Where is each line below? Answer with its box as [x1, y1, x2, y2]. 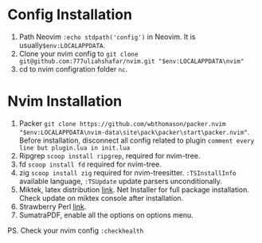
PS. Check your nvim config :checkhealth [7, 225, 144, 235]
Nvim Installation [7, 92, 123, 111]
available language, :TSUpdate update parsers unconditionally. [18, 176, 222, 186]
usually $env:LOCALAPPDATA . [18, 40, 106, 49]
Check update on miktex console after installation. [18, 193, 184, 202]
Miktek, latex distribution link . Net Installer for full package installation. [18, 185, 250, 194]
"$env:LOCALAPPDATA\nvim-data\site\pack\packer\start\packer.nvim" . [18, 127, 250, 136]
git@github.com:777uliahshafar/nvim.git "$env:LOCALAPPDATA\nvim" [18, 57, 244, 65]
